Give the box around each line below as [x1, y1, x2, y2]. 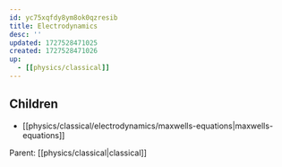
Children [9, 96, 58, 112]
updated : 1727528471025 [9, 38, 98, 48]
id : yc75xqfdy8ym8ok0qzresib [9, 13, 118, 22]
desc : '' [9, 30, 42, 39]
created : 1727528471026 [9, 47, 98, 56]
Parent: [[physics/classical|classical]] [9, 147, 148, 158]
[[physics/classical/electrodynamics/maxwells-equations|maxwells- [21, 120, 274, 131]
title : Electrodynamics [9, 22, 98, 31]
